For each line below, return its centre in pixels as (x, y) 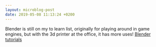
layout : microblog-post (30, 10)
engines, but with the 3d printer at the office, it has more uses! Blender (78, 34)
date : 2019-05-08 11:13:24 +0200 (40, 14)
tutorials (14, 39)
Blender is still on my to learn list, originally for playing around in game (77, 28)
